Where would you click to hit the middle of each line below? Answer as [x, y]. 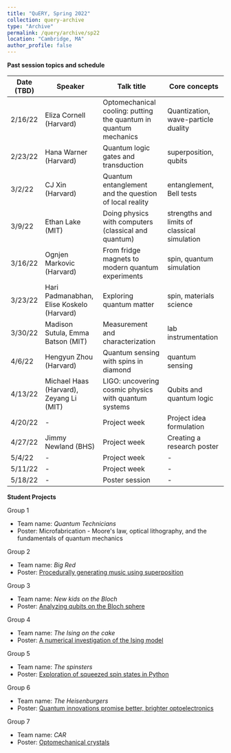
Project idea [187, 418]
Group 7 [19, 721]
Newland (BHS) [70, 446]
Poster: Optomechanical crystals [63, 742]
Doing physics [126, 213]
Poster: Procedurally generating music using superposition [100, 572]
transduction [123, 165]
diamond [117, 370]
